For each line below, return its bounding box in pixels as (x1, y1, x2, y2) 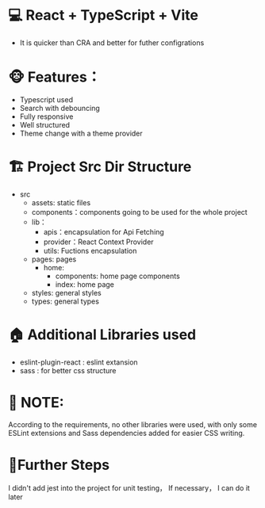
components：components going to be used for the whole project (31, 207, 248, 216)
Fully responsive (19, 112, 74, 121)
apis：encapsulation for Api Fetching (43, 227, 164, 236)
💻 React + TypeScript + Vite (8, 6, 198, 25)
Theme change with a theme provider (19, 128, 143, 138)
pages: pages (31, 254, 77, 264)
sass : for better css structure (19, 365, 117, 375)
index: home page (55, 279, 115, 289)
